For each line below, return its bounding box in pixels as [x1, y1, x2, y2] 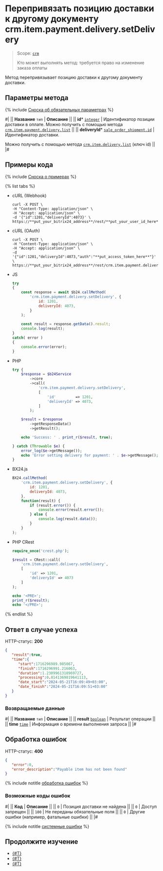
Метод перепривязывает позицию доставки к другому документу [5, 74, 143, 80]
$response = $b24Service [21, 372, 72, 377]
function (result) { [21, 498, 61, 503]
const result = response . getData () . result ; [21, 322, 111, 327]
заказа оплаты [17, 65, 48, 71]
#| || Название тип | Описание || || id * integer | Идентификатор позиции [5, 116, 155, 122]
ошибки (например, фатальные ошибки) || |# [5, 814, 98, 820]
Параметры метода [5, 94, 69, 102]
